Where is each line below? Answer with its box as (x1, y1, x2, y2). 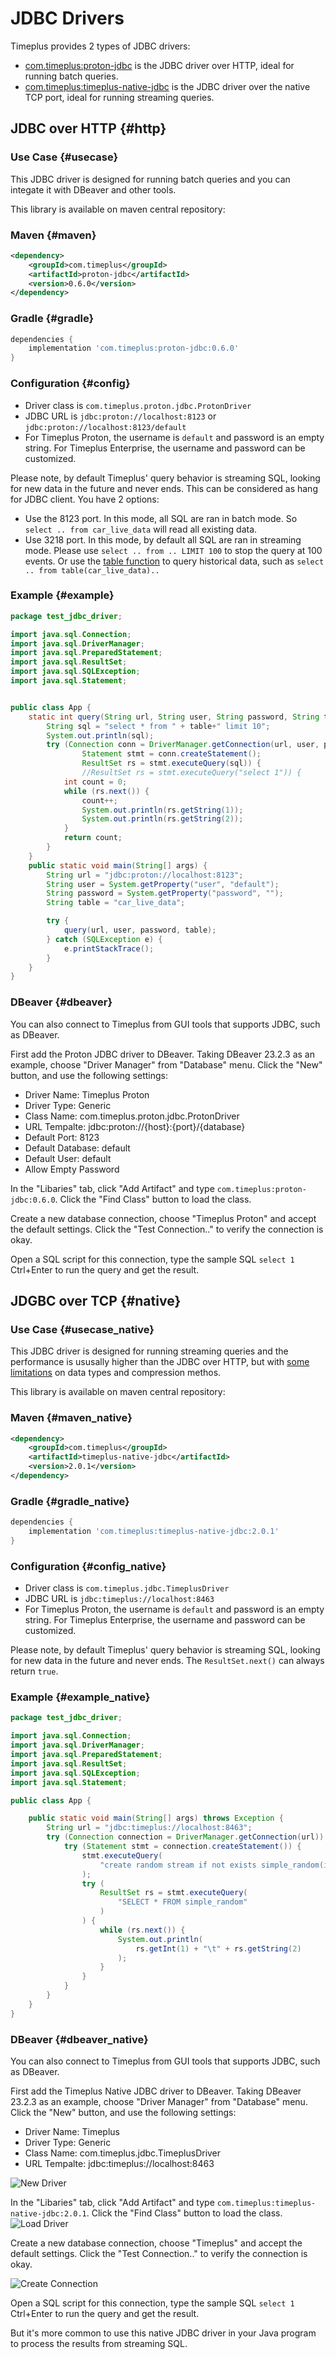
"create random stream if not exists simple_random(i (99, 1860, 329, 1870)
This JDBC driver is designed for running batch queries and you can (10, 173, 291, 185)
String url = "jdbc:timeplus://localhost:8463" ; (46, 1823, 253, 1833)
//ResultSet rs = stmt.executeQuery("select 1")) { (81, 768, 302, 778)
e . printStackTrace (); (63, 943, 155, 954)
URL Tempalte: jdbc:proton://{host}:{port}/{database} (24, 1120, 246, 1132)
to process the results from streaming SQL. (10, 2338, 188, 2350)
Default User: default (24, 1152, 112, 1164)
